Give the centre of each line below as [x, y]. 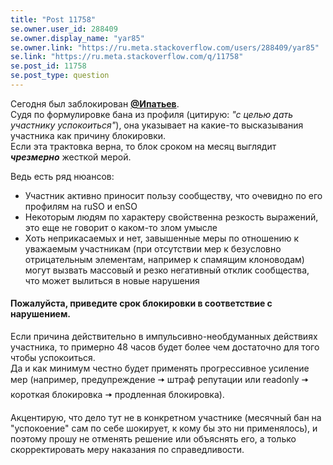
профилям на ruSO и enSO [81, 206]
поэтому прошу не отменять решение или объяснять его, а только [153, 439]
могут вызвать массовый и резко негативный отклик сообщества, [167, 270]
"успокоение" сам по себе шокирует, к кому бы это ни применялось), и [164, 428]
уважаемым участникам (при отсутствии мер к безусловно [153, 248]
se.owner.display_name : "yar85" [77, 38]
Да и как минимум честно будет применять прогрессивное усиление [160, 368]
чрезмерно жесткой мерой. [71, 157]
